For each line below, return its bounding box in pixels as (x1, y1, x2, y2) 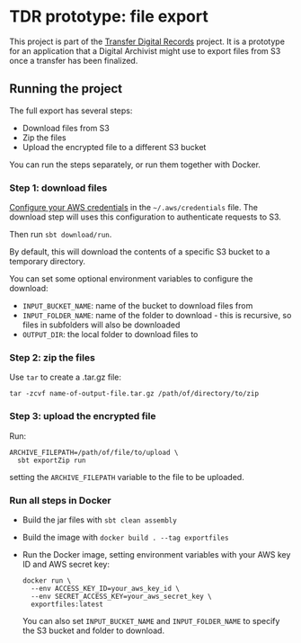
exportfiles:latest (31, 600, 103, 609)
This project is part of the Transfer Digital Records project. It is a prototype (9, 36, 286, 47)
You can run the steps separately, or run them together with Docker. (9, 159, 261, 170)
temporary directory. (9, 256, 86, 267)
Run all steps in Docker (9, 494, 111, 506)
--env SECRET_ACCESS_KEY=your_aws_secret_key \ (31, 592, 213, 601)
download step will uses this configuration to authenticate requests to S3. (9, 211, 281, 222)
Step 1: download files (9, 182, 108, 194)
